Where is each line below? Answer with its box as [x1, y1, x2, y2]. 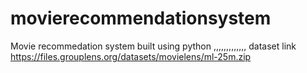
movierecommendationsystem [10, 7, 272, 30]
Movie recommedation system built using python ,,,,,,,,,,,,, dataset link [10, 40, 297, 52]
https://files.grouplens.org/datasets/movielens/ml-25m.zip [10, 50, 252, 62]
